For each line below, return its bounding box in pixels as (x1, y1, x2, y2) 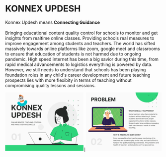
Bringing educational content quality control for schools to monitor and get (5, 30, 158, 36)
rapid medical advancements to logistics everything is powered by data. (5, 61, 153, 67)
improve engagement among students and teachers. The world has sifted (5, 40, 156, 46)
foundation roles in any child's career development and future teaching (5, 72, 151, 78)
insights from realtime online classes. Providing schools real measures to (5, 35, 155, 41)
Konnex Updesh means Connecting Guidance (5, 19, 100, 25)
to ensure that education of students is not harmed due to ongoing (5, 51, 142, 57)
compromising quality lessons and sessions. (5, 82, 96, 88)
